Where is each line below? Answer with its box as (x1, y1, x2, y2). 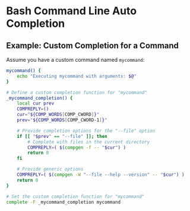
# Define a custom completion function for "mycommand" (6, 89, 147, 96)
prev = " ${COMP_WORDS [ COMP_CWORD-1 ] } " (17, 117, 108, 123)
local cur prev (17, 100, 55, 106)
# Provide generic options (17, 166, 84, 172)
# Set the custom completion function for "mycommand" (6, 193, 145, 200)
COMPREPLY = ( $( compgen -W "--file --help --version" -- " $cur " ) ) (17, 172, 185, 178)
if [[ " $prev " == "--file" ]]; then (17, 133, 108, 139)
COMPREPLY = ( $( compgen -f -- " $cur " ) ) (27, 144, 126, 150)
